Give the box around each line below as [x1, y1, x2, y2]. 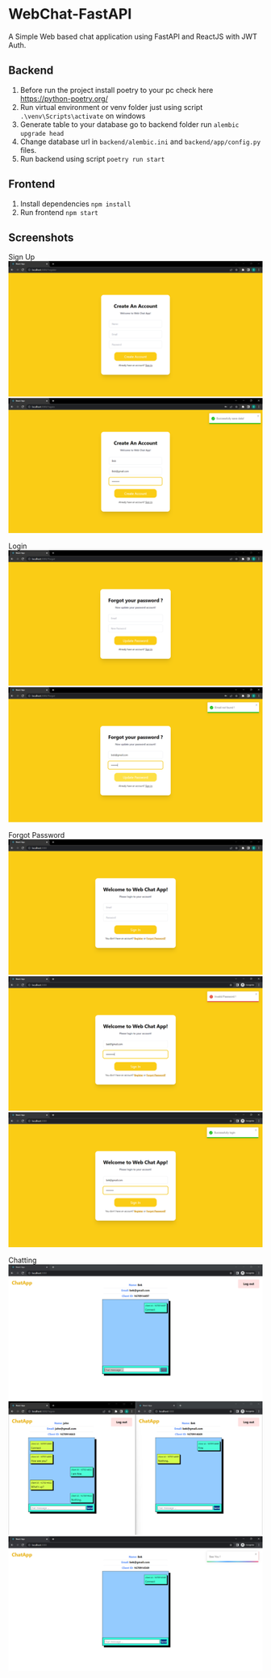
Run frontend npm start [19, 207, 99, 217]
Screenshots [8, 230, 74, 244]
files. [19, 145, 37, 154]
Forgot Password [8, 831, 65, 840]
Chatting [8, 1255, 37, 1266]
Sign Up [8, 252, 35, 262]
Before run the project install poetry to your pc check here [19, 85, 214, 95]
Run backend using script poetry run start [19, 154, 165, 163]
